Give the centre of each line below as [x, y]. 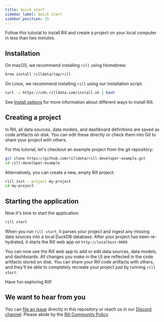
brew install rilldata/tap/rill [38, 74]
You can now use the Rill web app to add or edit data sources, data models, [81, 251]
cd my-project [20, 186]
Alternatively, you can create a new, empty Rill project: [60, 172]
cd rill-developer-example [33, 163]
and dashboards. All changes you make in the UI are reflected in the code [79, 257]
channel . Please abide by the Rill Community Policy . [57, 314]
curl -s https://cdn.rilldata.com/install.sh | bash [60, 93]
